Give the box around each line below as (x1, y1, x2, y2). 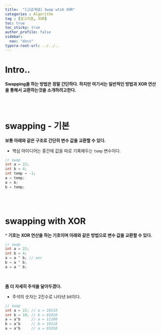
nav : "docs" (9, 39, 34, 44)
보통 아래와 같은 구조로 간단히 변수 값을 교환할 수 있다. (5, 137, 106, 143)
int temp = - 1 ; (5, 171, 36, 176)
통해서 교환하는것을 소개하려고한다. (10, 87, 76, 93)
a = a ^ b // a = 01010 (5, 326, 57, 331)
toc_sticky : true (5, 25, 40, 30)
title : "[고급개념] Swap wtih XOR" (5, 7, 75, 12)
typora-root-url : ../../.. (5, 43, 60, 48)
